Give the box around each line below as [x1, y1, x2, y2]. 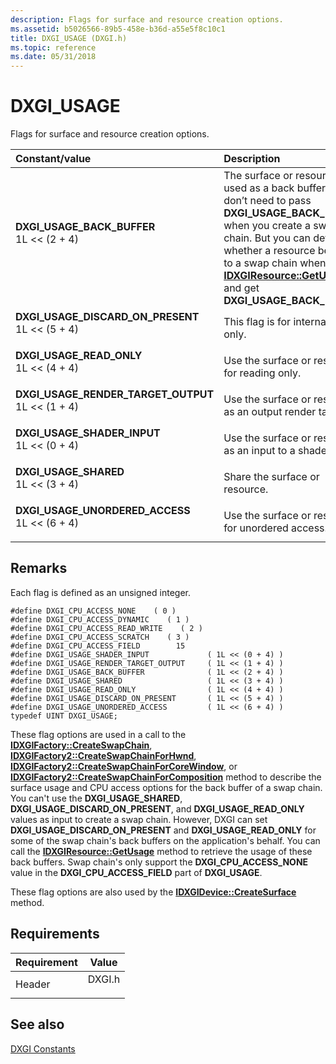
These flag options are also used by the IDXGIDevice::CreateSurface [10, 886, 297, 898]
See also [10, 1016, 65, 1033]
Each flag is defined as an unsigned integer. [10, 586, 191, 598]
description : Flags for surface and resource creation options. [10, 14, 284, 25]
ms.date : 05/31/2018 [10, 52, 97, 62]
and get [223, 281, 260, 295]
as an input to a [223, 444, 296, 458]
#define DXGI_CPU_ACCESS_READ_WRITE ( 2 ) [10, 623, 203, 633]
